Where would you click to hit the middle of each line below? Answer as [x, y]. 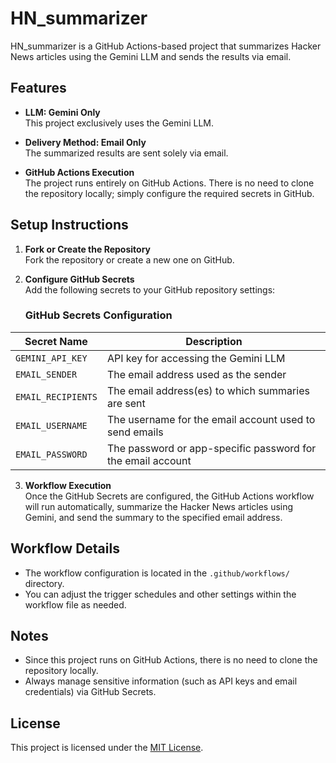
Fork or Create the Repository [87, 249]
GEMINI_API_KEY [51, 358]
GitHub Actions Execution [79, 172]
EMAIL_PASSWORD [51, 454]
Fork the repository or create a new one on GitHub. [129, 259]
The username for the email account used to [211, 419]
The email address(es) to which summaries [208, 390]
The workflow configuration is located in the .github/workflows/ [157, 573]
